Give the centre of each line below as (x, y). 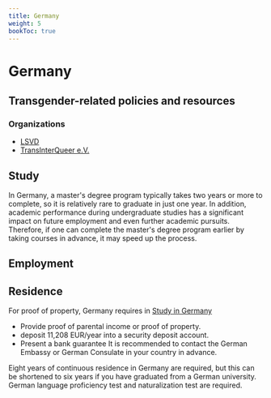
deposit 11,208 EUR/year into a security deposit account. (114, 335)
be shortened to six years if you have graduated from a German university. (133, 377)
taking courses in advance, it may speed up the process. (103, 238)
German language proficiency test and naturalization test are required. (125, 385)
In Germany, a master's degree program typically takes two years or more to (135, 195)
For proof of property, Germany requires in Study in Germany (110, 311)
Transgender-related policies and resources (122, 101)
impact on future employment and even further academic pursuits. (119, 221)
